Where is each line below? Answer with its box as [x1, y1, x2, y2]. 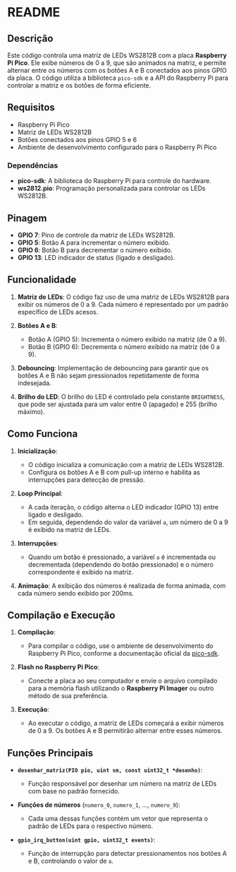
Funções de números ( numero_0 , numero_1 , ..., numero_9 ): [17, 801, 181, 809]
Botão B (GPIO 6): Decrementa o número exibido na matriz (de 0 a [27, 342, 221, 350]
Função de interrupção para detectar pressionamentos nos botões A [27, 849, 228, 858]
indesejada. [17, 379, 51, 387]
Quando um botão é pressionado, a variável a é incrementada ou [27, 553, 216, 561]
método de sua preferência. [27, 692, 109, 700]
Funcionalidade [7, 273, 77, 286]
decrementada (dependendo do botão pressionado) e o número [27, 560, 213, 569]
